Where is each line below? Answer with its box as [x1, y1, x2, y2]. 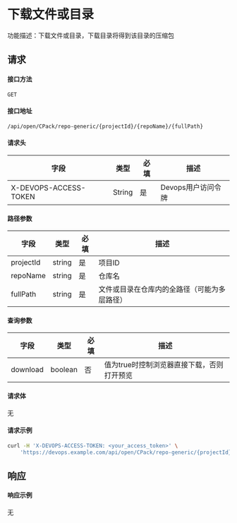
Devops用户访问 [160, 182, 214, 192]
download [11, 365, 44, 375]
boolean [50, 365, 78, 375]
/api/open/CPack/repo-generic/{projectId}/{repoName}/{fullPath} [7, 123, 203, 130]
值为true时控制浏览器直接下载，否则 [104, 360, 224, 370]
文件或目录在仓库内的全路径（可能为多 [98, 284, 226, 294]
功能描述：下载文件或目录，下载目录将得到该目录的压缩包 [7, 31, 174, 40]
